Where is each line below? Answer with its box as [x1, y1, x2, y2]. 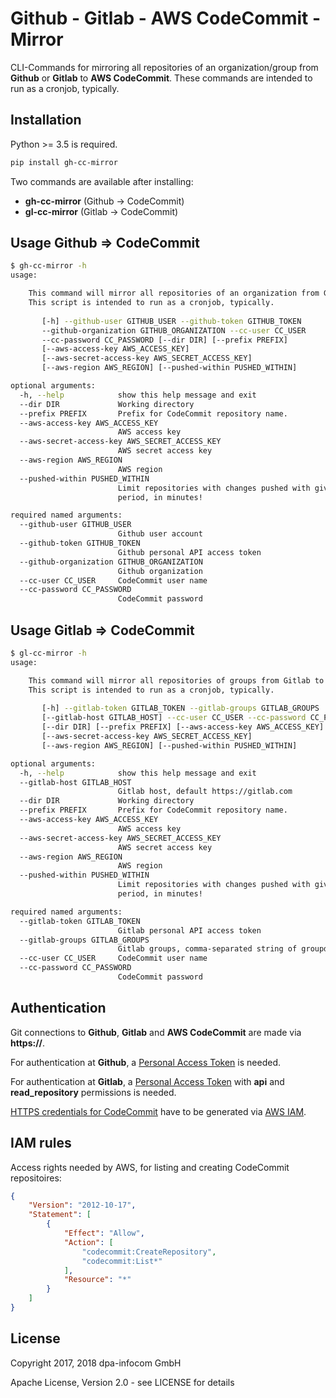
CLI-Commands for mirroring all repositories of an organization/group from [10, 61, 319, 73]
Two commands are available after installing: [10, 175, 194, 187]
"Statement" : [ [28, 1210, 92, 1220]
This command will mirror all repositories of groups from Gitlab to [28, 675, 325, 686]
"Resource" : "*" [63, 1275, 132, 1285]
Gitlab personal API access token [117, 925, 262, 936]
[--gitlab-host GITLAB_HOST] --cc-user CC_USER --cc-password [41, 713, 307, 723]
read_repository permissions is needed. [10, 1086, 177, 1098]
